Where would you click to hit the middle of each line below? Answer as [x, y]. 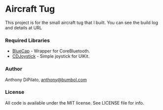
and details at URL [24, 27]
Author [14, 69]
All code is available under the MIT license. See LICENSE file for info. [75, 103]
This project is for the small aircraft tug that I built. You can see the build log [82, 22]
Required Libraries [27, 40]
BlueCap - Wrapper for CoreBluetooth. [51, 51]
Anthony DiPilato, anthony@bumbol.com [46, 80]
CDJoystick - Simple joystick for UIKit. [51, 56]
